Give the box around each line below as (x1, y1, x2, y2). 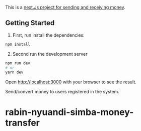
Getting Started (5, 19, 55, 27)
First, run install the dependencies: (12, 32, 85, 38)
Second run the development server (12, 51, 88, 57)
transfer (5, 117, 40, 128)
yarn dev (5, 70, 24, 75)
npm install (5, 42, 30, 47)
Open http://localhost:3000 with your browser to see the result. (5, 79, 137, 85)
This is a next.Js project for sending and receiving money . (5, 5, 126, 10)
